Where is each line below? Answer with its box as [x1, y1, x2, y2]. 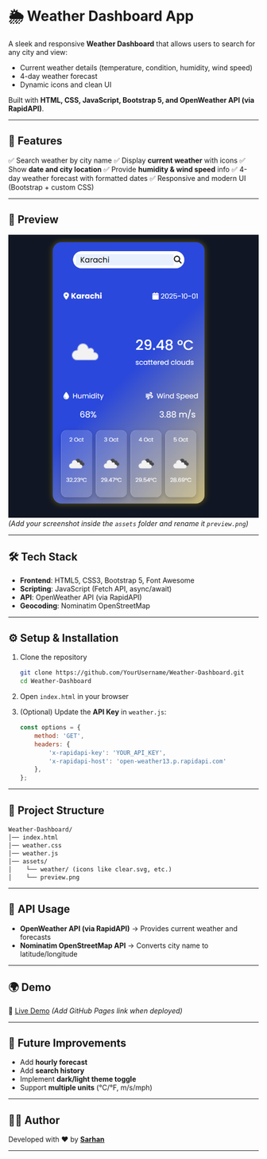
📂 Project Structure [8, 803, 105, 817]
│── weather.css [8, 842, 62, 850]
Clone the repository [19, 652, 87, 662]
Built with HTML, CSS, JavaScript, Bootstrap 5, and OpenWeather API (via [8, 95, 255, 104]
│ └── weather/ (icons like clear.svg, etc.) [8, 866, 172, 874]
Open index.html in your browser [19, 692, 130, 701]
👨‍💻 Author [8, 1114, 60, 1127]
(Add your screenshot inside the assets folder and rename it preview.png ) [8, 518, 249, 528]
